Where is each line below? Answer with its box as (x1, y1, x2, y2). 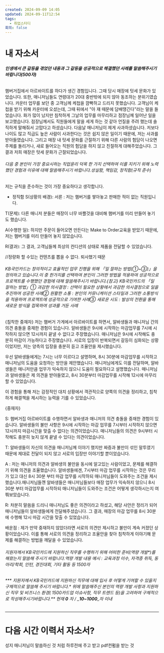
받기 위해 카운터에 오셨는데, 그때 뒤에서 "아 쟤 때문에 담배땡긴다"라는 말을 (14, 106, 154, 112)
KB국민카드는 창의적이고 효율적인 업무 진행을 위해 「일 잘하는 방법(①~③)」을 (5, 266, 157, 272)
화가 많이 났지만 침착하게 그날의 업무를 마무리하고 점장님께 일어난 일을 (23, 112, 156, 118)
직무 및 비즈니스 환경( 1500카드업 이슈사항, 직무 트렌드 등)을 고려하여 (10, 590, 142, 596)
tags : (5, 16, 16, 21)
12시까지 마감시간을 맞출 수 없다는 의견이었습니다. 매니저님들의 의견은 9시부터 (5, 427, 153, 434)
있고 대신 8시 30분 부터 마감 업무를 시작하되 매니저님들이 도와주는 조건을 (10, 473, 148, 479)
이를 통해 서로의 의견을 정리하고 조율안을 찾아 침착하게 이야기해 (31, 530, 151, 537)
